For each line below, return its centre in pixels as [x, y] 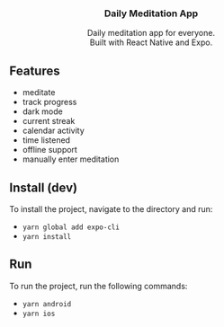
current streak [49, 121]
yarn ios [39, 314]
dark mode [42, 111]
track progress [49, 102]
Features [35, 71]
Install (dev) [44, 187]
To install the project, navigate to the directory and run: [111, 208]
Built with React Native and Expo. [151, 42]
